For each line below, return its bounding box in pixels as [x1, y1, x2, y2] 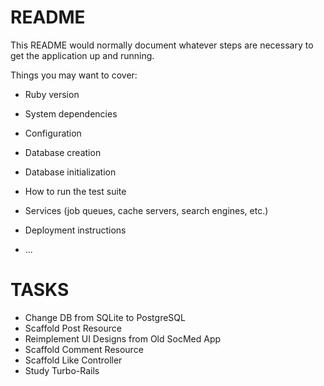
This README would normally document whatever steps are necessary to [10, 39, 314, 51]
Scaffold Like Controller [24, 354, 123, 366]
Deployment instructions [24, 224, 127, 236]
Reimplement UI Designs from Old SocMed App [24, 332, 222, 345]
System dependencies [24, 107, 118, 120]
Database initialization [24, 166, 117, 178]
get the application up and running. [10, 49, 155, 61]
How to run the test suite [24, 185, 127, 197]
